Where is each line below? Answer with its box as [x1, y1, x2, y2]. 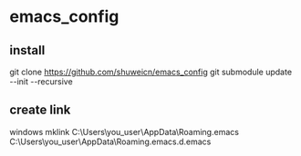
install [9, 43, 46, 58]
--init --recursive [9, 76, 73, 87]
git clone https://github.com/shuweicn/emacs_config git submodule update [9, 66, 293, 77]
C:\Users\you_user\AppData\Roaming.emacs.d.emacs [9, 136, 212, 147]
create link [9, 102, 71, 118]
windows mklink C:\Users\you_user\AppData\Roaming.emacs [9, 126, 240, 137]
